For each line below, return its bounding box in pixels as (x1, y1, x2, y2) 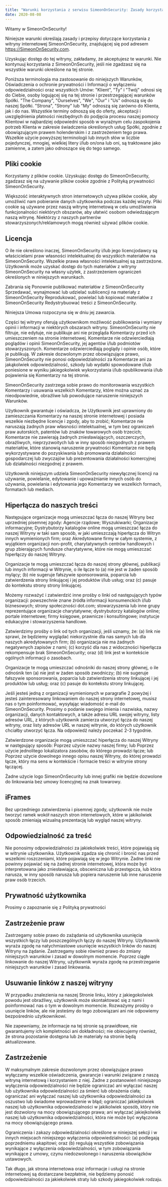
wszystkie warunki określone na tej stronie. (5, 66, 94, 73)
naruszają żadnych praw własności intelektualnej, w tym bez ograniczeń (5, 424, 154, 430)
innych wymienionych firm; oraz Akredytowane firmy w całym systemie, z (5, 535, 157, 541)
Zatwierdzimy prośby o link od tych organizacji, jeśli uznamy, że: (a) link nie (5, 628, 161, 634)
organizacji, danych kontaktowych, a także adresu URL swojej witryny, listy (5, 711, 160, 717)
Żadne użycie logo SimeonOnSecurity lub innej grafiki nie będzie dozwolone (5, 773, 162, 779)
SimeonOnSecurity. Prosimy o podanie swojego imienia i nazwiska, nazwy (5, 706, 158, 712)
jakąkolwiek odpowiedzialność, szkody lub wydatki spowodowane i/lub (5, 362, 151, 368)
